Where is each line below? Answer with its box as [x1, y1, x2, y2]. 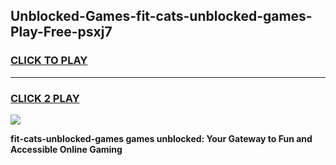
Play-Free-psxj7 [10, 24, 113, 41]
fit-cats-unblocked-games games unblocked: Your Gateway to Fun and [10, 132, 313, 144]
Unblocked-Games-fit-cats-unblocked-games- [10, 8, 313, 25]
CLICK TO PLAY [10, 54, 88, 68]
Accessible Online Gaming [10, 143, 123, 155]
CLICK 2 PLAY [10, 91, 80, 105]
